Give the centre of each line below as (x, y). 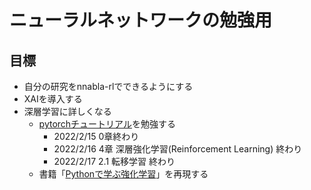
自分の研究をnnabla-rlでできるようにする (108, 86)
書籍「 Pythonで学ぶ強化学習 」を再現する (123, 174)
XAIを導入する (53, 99)
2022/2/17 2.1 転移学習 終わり (114, 161)
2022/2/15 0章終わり (96, 136)
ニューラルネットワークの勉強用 (141, 20)
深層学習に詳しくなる (67, 111)
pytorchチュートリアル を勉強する (107, 124)
